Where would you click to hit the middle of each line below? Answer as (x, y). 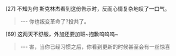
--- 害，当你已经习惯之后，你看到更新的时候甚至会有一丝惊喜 (95, 47)
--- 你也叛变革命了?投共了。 (55, 21)
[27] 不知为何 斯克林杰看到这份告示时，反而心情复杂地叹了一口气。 (88, 9)
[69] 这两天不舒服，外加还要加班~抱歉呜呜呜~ (62, 34)
